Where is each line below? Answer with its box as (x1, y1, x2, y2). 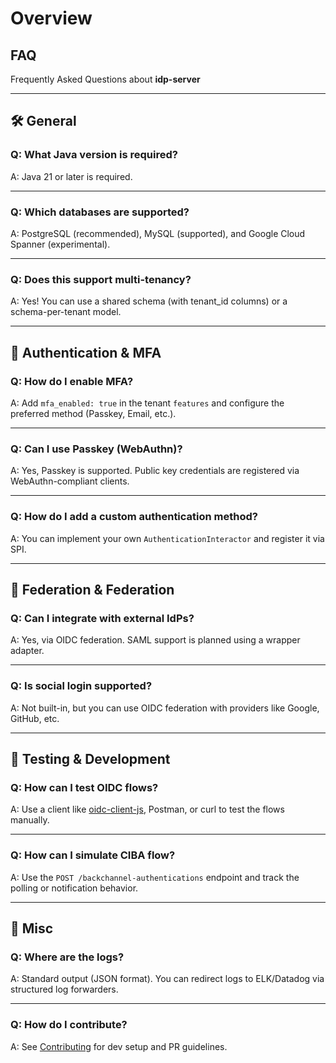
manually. (10, 814, 50, 826)
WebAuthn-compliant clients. (10, 475, 130, 487)
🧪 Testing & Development (10, 750, 171, 767)
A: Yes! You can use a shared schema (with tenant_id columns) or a (10, 295, 288, 307)
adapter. (10, 645, 45, 657)
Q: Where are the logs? (10, 950, 125, 964)
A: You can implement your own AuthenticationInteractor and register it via (10, 532, 325, 544)
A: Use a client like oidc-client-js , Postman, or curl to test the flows (10, 803, 285, 816)
